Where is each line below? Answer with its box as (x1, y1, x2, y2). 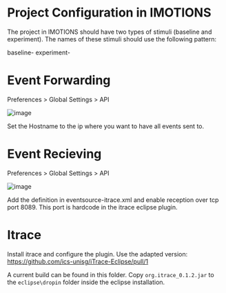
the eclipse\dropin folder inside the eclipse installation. (7, 278, 165, 286)
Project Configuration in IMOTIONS (7, 5, 212, 21)
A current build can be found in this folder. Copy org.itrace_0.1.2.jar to (7, 270, 215, 279)
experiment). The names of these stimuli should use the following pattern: (7, 34, 217, 43)
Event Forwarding (7, 72, 111, 88)
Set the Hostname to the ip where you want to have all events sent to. (7, 122, 205, 130)
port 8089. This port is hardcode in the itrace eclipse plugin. (7, 203, 178, 211)
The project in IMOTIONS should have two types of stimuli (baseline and (7, 28, 212, 36)
